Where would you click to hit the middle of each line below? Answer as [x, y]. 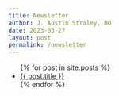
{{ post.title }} [42, 76]
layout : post [30, 38]
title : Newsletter [38, 15]
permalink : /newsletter [48, 45]
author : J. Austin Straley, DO [60, 23]
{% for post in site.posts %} [65, 67]
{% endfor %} [42, 85]
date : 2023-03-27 [37, 30]
